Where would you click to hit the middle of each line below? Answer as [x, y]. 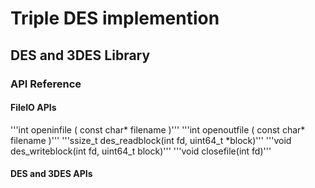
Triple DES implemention [115, 18]
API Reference [46, 84]
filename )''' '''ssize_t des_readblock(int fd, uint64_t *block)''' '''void [151, 140]
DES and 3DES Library [80, 55]
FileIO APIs [33, 108]
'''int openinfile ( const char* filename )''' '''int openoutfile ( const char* [158, 129]
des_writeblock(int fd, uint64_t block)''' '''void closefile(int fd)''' [141, 151]
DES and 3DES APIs [51, 174]
